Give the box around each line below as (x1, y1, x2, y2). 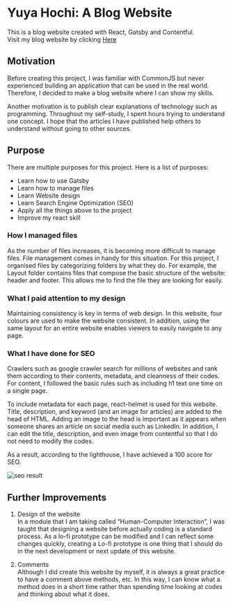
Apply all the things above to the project (17, 206, 132, 214)
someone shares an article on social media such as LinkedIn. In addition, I (7, 422, 218, 430)
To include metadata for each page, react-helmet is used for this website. (7, 400, 218, 408)
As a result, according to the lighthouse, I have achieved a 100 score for (7, 451, 213, 459)
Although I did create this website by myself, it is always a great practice (17, 568, 225, 576)
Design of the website (17, 510, 81, 519)
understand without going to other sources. (7, 124, 132, 133)
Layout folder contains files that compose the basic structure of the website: (7, 268, 226, 277)
